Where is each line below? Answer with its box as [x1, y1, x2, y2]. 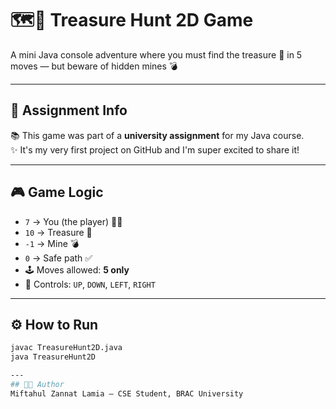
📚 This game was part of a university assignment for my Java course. [10, 129, 305, 141]
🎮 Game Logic [10, 184, 104, 201]
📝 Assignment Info [10, 102, 128, 119]
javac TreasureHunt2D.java [10, 343, 123, 353]
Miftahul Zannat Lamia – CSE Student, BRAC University [10, 388, 244, 399]
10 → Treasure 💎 [24, 226, 93, 238]
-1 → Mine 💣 [24, 237, 80, 249]
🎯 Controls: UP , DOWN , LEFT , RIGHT [24, 278, 156, 290]
